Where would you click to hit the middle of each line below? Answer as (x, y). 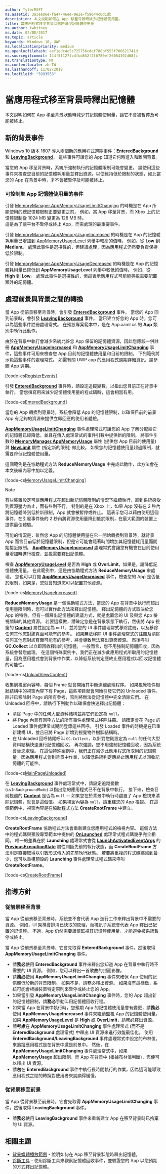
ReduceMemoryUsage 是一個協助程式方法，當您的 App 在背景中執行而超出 (82, 603)
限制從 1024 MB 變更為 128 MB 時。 (50, 217)
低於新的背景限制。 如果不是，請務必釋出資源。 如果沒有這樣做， (87, 983)
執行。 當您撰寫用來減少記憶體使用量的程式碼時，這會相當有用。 (71, 392)
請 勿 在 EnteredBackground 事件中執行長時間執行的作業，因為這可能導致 (86, 1069)
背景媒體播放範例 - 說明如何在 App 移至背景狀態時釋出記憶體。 (76, 1154)
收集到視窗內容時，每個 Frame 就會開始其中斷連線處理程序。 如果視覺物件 (81, 685)
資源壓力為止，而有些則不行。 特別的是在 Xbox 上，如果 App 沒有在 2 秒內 (85, 506)
